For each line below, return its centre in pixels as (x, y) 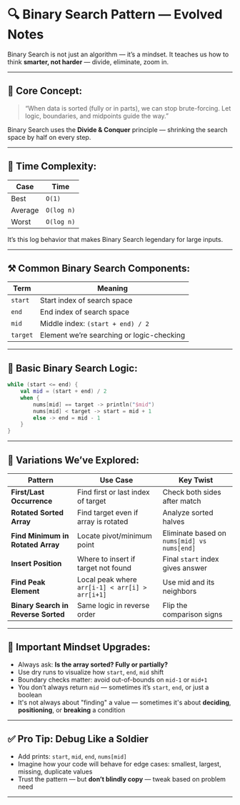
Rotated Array (35, 545)
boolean (30, 694)
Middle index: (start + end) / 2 (95, 324)
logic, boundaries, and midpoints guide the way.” (97, 116)
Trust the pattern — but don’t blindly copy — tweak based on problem (122, 779)
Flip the (175, 606)
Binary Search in (40, 606)
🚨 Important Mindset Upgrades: (79, 647)
